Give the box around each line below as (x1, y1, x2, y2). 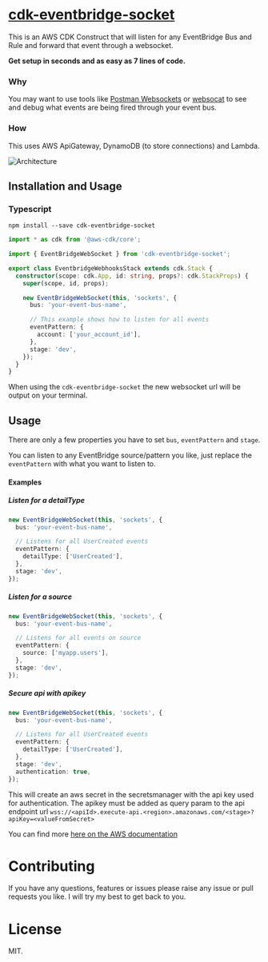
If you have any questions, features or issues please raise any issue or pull (8, 884, 254, 893)
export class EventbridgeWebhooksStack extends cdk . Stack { (8, 264, 214, 273)
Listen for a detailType (8, 496, 86, 505)
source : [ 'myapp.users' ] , (22, 649, 110, 657)
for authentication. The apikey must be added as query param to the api (8, 798, 246, 808)
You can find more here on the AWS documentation (8, 829, 178, 839)
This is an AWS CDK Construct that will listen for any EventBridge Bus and (8, 32, 252, 42)
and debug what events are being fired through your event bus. (8, 102, 218, 113)
